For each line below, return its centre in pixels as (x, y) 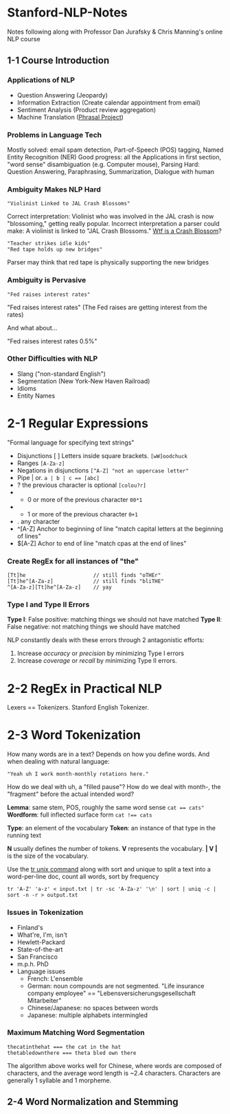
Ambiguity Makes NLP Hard (54, 189)
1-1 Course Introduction (58, 61)
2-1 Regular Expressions (78, 423)
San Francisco (37, 957)
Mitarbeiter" (44, 1000)
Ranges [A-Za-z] (41, 463)
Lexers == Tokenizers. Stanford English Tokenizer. (78, 707)
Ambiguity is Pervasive (47, 280)
